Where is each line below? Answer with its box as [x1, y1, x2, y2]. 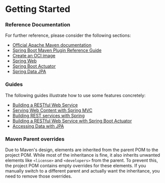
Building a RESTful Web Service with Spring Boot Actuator [12, 118, 132, 124]
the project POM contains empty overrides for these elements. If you [5, 163, 146, 169]
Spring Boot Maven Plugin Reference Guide [12, 47, 102, 53]
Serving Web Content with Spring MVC [12, 107, 93, 113]
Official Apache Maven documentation [12, 42, 92, 48]
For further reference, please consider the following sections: [5, 32, 131, 38]
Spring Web [12, 58, 37, 64]
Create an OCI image [12, 53, 56, 59]
